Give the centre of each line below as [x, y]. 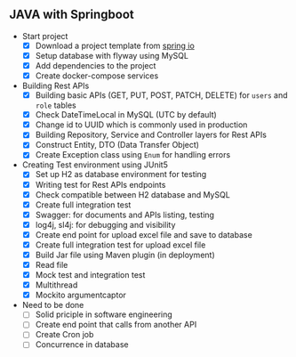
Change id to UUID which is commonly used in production [141, 125]
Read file [52, 265]
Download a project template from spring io [115, 45]
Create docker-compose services [97, 76]
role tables [56, 105]
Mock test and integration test [90, 275]
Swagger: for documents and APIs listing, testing [125, 215]
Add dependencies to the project [96, 65]
